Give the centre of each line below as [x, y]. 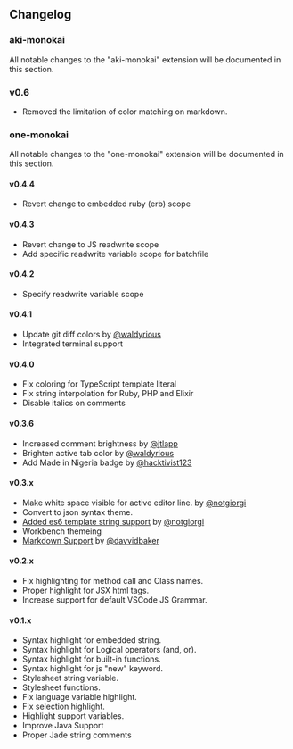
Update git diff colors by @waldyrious [92, 335]
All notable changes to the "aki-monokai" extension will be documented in [145, 59]
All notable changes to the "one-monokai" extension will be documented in [147, 154]
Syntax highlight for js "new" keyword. [92, 669]
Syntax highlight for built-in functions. [92, 659]
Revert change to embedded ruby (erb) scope [106, 204]
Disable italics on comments [74, 403]
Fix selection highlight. [63, 707]
